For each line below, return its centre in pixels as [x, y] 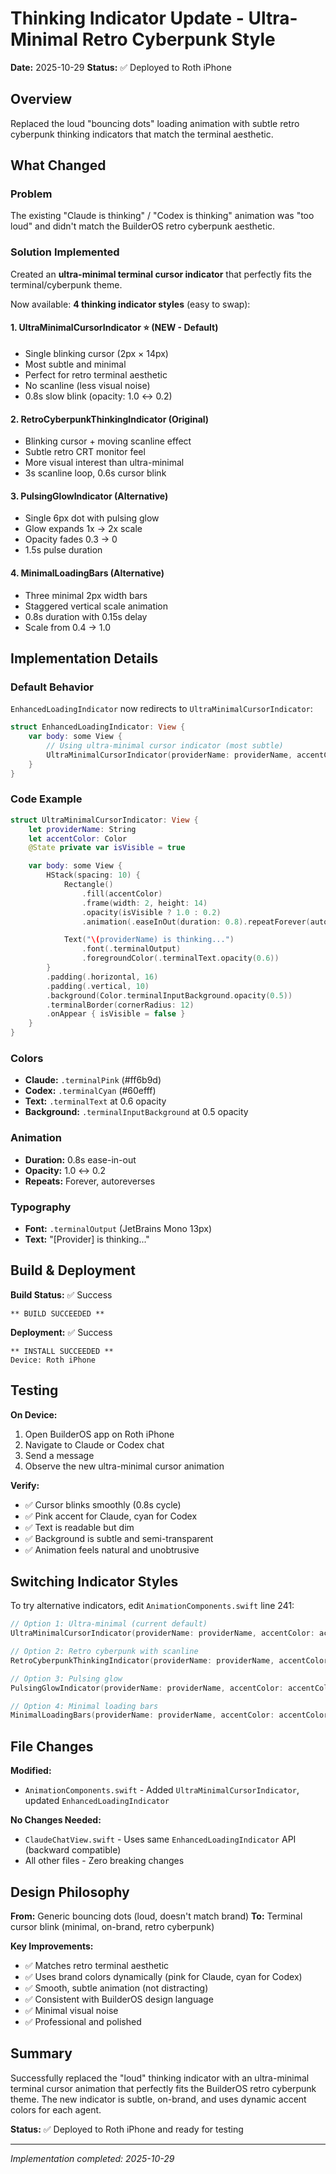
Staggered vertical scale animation [96, 606]
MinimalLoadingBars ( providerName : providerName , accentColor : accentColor [169, 1715]
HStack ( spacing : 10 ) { [93, 875]
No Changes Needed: [56, 1820]
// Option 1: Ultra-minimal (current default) [109, 1624]
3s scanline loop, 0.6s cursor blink [95, 473]
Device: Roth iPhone [53, 1360]
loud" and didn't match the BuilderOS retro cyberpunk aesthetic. [143, 226]
